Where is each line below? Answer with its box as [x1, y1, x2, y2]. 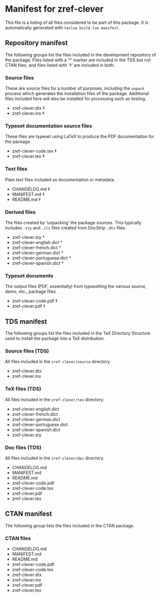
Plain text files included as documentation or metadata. [5, 176, 115, 182]
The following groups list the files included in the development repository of [5, 52, 157, 58]
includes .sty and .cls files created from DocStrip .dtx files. [5, 225, 127, 231]
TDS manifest [5, 317, 47, 326]
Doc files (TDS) [5, 444, 42, 451]
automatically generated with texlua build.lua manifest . [5, 24, 120, 30]
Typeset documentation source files [5, 122, 92, 129]
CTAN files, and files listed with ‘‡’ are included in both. [5, 62, 115, 68]
